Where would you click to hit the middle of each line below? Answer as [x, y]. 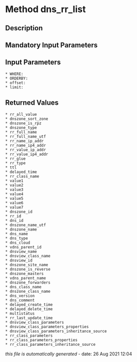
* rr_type [16, 163]
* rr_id [13, 216]
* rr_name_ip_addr [24, 141]
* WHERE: [14, 74]
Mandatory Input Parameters [52, 45]
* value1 [14, 180]
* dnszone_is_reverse [28, 269]
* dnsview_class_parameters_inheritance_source [56, 331]
